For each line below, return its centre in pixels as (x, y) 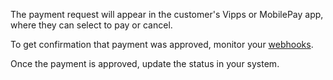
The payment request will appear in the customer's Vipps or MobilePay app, (167, 14)
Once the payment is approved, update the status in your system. (145, 63)
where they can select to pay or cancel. (91, 25)
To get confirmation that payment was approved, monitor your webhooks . (162, 44)
